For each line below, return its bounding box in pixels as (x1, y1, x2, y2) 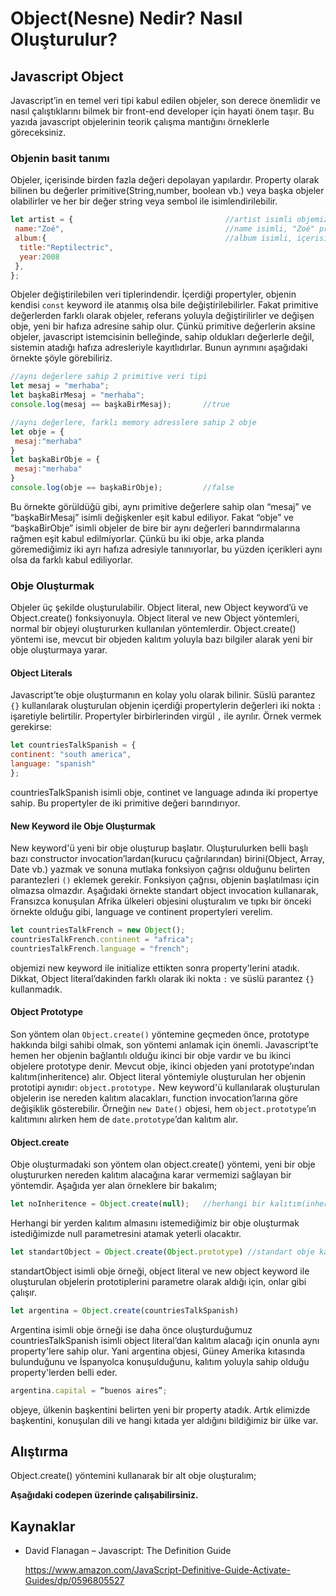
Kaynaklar (10, 1518, 76, 1535)
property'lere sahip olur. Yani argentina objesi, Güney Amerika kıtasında (10, 1345, 306, 1357)
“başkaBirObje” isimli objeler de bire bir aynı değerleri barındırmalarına (10, 522, 301, 534)
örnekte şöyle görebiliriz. (10, 352, 113, 364)
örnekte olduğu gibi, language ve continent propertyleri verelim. (10, 906, 273, 918)
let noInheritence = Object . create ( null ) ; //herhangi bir (10, 1199, 267, 1209)
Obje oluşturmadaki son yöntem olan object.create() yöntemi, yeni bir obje (10, 1158, 316, 1171)
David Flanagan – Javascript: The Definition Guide (24, 1545, 232, 1557)
